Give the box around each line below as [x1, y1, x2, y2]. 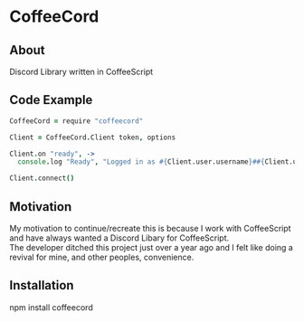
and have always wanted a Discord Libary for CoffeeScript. [9, 232, 230, 243]
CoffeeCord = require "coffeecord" [9, 116, 144, 126]
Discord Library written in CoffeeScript [9, 66, 154, 77]
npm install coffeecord [9, 301, 93, 313]
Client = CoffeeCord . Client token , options [9, 133, 176, 142]
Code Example [9, 92, 93, 108]
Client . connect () [9, 174, 75, 183]
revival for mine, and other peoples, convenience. [9, 251, 195, 262]
